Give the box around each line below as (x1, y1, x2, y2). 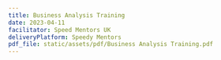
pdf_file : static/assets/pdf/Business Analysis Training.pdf (8, 41, 214, 48)
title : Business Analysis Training (8, 11, 125, 19)
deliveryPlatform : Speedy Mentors (8, 33, 122, 41)
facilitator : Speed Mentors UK (8, 26, 111, 34)
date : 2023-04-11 (8, 19, 66, 26)
